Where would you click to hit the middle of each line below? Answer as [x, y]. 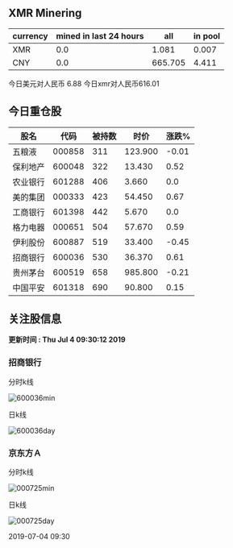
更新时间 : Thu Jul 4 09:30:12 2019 [67, 340]
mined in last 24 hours [100, 35]
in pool [206, 35]
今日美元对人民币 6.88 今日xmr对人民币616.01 [84, 83]
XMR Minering [45, 13]
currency [30, 35]
